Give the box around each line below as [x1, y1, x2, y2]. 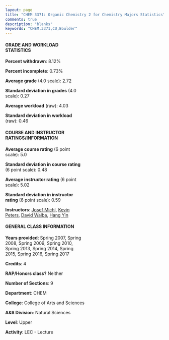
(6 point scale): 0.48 [5, 166, 47, 173]
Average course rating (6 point [5, 146, 70, 152]
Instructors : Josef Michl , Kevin [5, 206, 70, 212]
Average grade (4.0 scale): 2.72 [5, 78, 72, 84]
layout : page [5, 7, 33, 13]
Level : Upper [5, 319, 33, 325]
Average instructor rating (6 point [5, 176, 76, 182]
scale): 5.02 [5, 182, 30, 188]
